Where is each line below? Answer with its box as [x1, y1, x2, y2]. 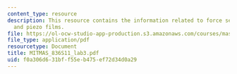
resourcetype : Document [7, 43, 78, 50]
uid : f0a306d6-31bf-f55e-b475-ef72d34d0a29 [7, 56, 138, 63]
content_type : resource [7, 10, 78, 18]
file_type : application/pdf [7, 37, 90, 44]
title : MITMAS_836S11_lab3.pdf [7, 50, 99, 57]
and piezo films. [13, 23, 65, 30]
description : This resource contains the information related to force [7, 17, 222, 24]
